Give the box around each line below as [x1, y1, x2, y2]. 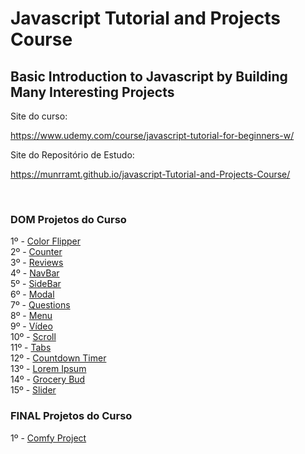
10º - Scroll [10, 331, 57, 343]
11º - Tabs [10, 342, 52, 354]
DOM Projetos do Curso [10, 212, 127, 226]
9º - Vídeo [10, 320, 53, 332]
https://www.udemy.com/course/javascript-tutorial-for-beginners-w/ [10, 130, 295, 141]
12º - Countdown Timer [10, 352, 107, 364]
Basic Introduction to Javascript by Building [10, 68, 288, 85]
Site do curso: [10, 110, 68, 122]
